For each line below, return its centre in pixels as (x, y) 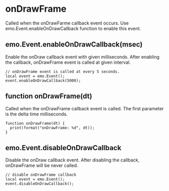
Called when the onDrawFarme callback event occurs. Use (67, 23)
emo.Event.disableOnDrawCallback (63, 148)
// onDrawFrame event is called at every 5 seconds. (63, 71)
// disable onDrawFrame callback (41, 175)
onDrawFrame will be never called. (42, 165)
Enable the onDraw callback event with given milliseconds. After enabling (82, 57)
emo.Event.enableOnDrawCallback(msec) (74, 45)
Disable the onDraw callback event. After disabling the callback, (73, 160)
